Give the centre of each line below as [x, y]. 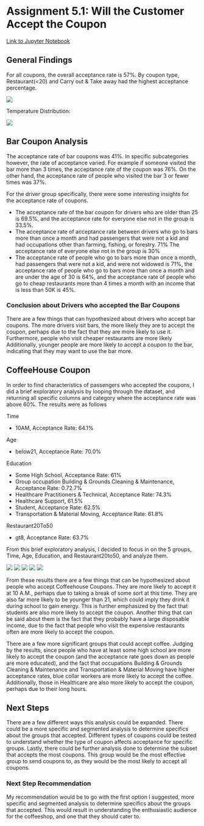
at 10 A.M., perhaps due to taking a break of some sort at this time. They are [102, 593]
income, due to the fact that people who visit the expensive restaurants [96, 625]
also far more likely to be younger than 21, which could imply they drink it [98, 599]
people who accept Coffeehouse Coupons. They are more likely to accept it [101, 586]
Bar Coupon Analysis [47, 142]
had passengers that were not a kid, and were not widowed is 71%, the [104, 264]
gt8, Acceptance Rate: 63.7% [52, 537]
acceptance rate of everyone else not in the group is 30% [87, 251]
